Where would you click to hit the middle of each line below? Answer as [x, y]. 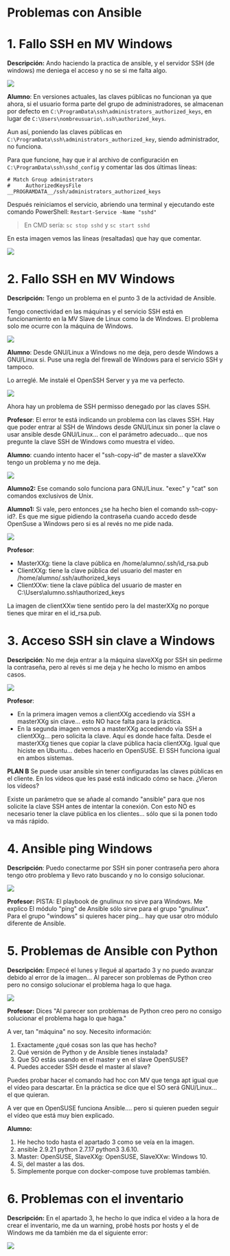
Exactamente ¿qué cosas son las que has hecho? [87, 1045]
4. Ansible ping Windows [80, 849]
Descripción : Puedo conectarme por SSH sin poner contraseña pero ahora [113, 868]
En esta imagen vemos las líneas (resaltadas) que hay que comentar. [104, 239]
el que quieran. [28, 1094]
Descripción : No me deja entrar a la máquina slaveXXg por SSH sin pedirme [115, 660]
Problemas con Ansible [74, 13]
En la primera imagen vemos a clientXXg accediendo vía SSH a [106, 714]
